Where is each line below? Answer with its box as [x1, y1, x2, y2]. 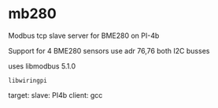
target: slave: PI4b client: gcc [8, 90, 103, 99]
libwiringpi [8, 76, 47, 84]
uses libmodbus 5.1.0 [8, 61, 76, 71]
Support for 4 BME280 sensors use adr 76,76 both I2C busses [8, 46, 210, 55]
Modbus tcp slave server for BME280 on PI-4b [8, 31, 160, 40]
